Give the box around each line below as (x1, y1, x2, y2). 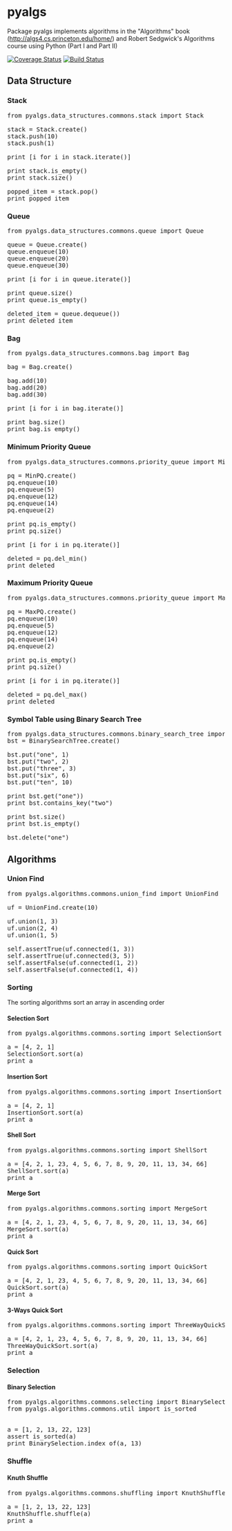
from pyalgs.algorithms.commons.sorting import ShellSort (7, 1146, 208, 1154)
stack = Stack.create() (7, 125, 88, 133)
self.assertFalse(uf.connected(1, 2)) (7, 958, 139, 967)
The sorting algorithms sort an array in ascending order (7, 998, 165, 1007)
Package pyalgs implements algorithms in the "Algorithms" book (7, 27, 190, 35)
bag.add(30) (7, 391, 48, 399)
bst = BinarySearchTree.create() (7, 737, 121, 745)
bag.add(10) (7, 377, 48, 385)
